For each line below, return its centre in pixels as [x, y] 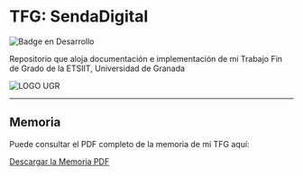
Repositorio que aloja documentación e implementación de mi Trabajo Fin [146, 58]
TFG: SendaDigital [79, 17]
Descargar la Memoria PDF [60, 161]
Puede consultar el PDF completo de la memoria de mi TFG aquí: [129, 144]
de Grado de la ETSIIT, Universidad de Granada [97, 68]
